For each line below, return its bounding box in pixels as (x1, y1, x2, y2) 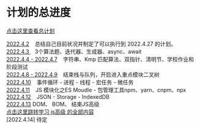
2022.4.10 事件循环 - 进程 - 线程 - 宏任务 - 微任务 (6, 78, 134, 86)
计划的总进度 (6, 6, 72, 20)
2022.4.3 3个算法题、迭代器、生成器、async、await (6, 47, 142, 55)
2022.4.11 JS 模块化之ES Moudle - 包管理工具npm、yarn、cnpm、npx (6, 86, 187, 93)
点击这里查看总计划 (6, 27, 55, 34)
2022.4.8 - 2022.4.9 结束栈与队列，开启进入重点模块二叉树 (6, 71, 160, 78)
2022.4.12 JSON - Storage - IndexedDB (6, 93, 110, 100)
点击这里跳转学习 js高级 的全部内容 (6, 108, 94, 115)
